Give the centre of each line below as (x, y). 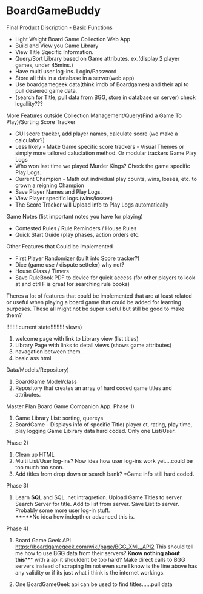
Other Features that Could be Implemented (60, 246)
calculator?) (30, 140)
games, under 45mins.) (44, 65)
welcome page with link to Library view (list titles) (77, 338)
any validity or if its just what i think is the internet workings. (90, 572)
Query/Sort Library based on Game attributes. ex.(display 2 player (97, 58)
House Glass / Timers (42, 271)
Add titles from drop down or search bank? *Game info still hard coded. (105, 474)
